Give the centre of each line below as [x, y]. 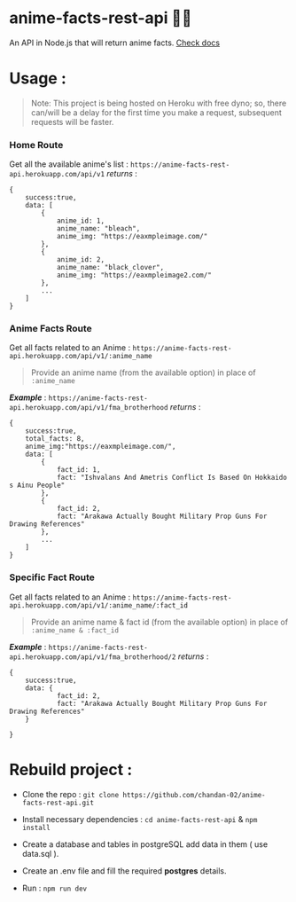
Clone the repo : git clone [70, 794]
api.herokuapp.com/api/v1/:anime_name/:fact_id [99, 605]
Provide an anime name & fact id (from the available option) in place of [160, 622]
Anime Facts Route [51, 329]
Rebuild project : [71, 769]
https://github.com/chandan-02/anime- [194, 795]
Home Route [36, 145]
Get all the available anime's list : [69, 164]
